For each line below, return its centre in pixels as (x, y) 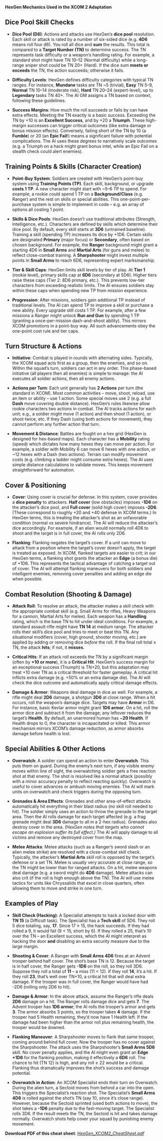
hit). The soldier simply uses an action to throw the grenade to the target (84, 811)
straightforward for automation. (43, 470)
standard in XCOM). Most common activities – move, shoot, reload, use (83, 393)
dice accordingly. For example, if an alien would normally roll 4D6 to (80, 528)
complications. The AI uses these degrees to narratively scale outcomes (84, 141)
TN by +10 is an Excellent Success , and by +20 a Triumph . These (78, 120)
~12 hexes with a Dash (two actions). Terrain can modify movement (80, 455)
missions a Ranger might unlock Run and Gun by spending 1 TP (76, 315)
